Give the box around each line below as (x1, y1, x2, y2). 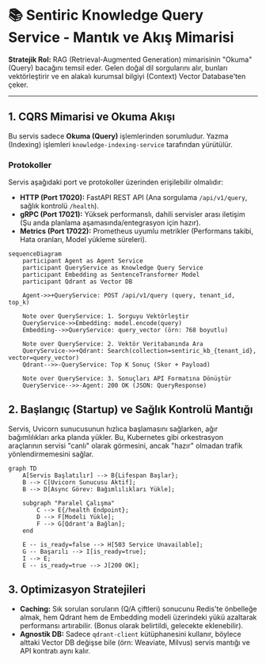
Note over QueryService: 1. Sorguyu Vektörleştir (22, 313, 190, 320)
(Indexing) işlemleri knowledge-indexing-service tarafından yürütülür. (8, 139, 234, 149)
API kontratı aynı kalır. (19, 646, 91, 655)
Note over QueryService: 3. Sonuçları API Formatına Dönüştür (22, 375, 232, 383)
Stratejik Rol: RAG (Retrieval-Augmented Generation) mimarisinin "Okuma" (8, 55, 253, 64)
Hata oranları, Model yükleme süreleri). (19, 235, 147, 244)
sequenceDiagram (8, 250, 62, 258)
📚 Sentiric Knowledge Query (8, 6, 204, 25)
